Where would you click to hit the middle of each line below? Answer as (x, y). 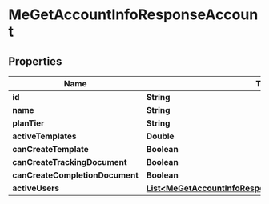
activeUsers (36, 188)
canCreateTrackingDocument (70, 162)
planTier (28, 123)
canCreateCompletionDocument (75, 175)
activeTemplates (44, 136)
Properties (35, 61)
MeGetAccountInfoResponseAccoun (133, 15)
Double (160, 136)
